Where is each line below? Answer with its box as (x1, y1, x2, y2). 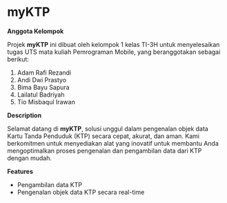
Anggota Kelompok (7, 27, 64, 35)
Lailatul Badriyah (17, 90, 65, 99)
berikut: (7, 55, 30, 63)
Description (7, 111, 42, 119)
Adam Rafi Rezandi (17, 68, 71, 77)
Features (7, 167, 33, 175)
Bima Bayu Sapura (17, 83, 70, 91)
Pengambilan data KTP (17, 180, 83, 188)
